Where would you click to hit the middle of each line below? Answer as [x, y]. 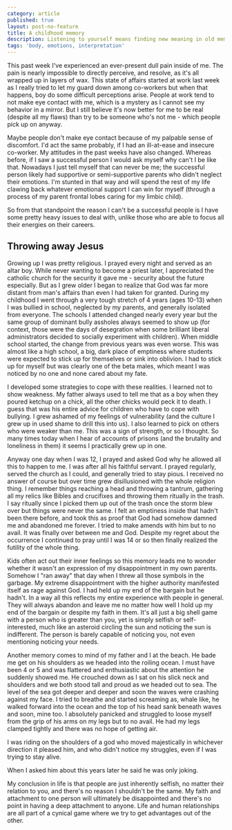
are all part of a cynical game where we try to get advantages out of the [109, 813]
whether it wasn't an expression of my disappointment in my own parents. [112, 568]
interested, [22, 626]
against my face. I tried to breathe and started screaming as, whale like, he [113, 699]
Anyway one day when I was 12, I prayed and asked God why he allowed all [114, 459]
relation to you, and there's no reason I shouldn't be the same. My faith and [114, 791]
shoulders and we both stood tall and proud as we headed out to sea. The [112, 684]
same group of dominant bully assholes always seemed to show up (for [109, 322]
